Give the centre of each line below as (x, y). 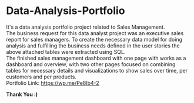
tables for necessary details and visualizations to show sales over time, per (97, 70)
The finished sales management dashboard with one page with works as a (96, 58)
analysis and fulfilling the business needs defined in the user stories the (93, 46)
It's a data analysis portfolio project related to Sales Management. (86, 27)
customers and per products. (41, 77)
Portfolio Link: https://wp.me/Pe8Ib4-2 (53, 83)
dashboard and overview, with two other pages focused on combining (91, 64)
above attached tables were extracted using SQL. (66, 51)
